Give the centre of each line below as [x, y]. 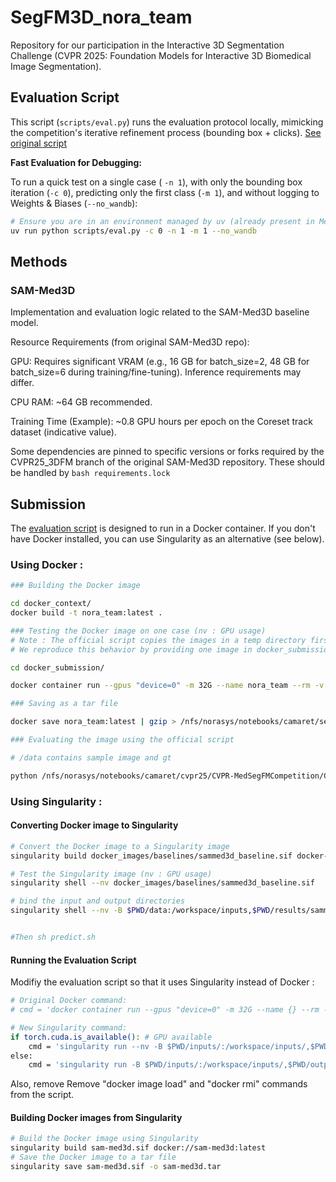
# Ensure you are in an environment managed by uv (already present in [162, 221]
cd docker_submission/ [57, 667]
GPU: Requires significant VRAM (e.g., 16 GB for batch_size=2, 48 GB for [160, 362]
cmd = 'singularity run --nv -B [95, 1046]
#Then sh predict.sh [53, 937]
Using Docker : [47, 564]
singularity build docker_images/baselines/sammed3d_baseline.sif [151, 856]
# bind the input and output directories [98, 901]
